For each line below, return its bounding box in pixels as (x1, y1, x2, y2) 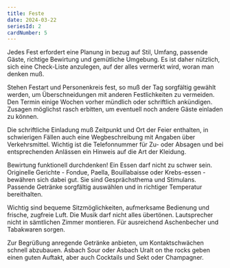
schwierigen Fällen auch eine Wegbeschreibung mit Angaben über (7, 133, 196, 142)
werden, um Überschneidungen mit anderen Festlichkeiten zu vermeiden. (7, 91, 215, 99)
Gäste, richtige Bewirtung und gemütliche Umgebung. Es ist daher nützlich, (7, 56, 220, 64)
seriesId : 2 (7, 23, 41, 30)
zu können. (7, 113, 39, 121)
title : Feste (7, 10, 45, 17)
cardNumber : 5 (7, 29, 48, 36)
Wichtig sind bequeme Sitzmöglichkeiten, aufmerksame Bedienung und (7, 203, 209, 212)
